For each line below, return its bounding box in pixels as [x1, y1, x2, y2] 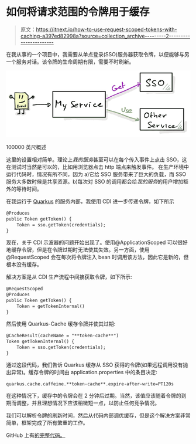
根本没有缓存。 [6, 261, 42, 268]
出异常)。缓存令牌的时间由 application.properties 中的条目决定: [6, 369, 158, 376]
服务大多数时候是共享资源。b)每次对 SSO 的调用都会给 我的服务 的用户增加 [6, 178, 184, 185]
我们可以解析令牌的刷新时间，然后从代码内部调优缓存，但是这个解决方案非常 [6, 412, 191, 419]
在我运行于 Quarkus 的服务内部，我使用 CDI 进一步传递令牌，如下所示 [6, 198, 174, 205]
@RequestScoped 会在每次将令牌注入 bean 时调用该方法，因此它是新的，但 [6, 253, 189, 261]
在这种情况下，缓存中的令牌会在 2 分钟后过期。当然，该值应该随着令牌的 [6, 392, 181, 399]
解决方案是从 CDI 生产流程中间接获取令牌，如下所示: [6, 273, 132, 280]
